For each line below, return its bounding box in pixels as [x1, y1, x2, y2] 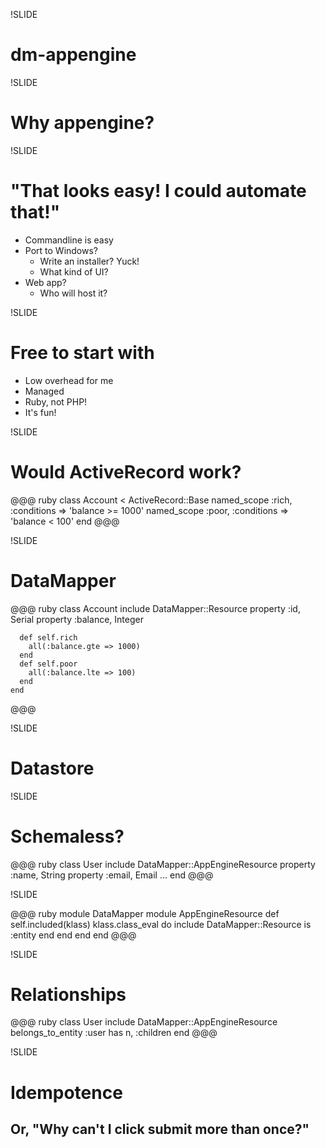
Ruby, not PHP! [24, 395, 88, 408]
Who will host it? [39, 287, 108, 299]
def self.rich [19, 632, 78, 643]
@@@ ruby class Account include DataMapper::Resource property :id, [10, 602, 301, 614]
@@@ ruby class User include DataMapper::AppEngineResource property [10, 858, 316, 870]
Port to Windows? [24, 244, 99, 256]
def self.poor [19, 659, 78, 669]
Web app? [24, 276, 67, 288]
